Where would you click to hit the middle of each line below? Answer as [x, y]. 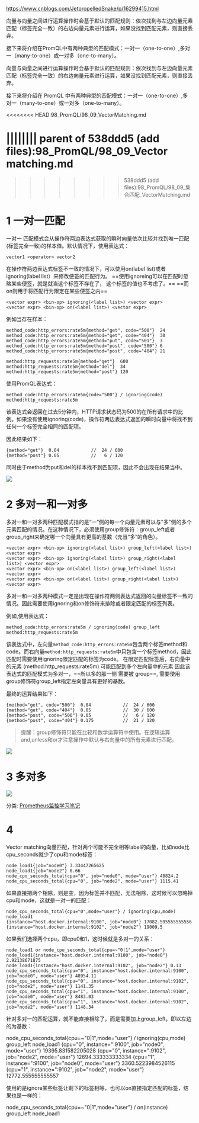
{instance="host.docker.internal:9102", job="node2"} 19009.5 [84, 927]
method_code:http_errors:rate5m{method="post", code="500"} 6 [84, 346]
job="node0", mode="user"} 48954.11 [51, 976]
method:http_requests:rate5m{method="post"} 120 [67, 372]
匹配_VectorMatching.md [160, 194]
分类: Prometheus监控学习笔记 [43, 806]
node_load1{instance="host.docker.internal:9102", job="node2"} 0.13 [94, 965]
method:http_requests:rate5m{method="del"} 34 [66, 367]
